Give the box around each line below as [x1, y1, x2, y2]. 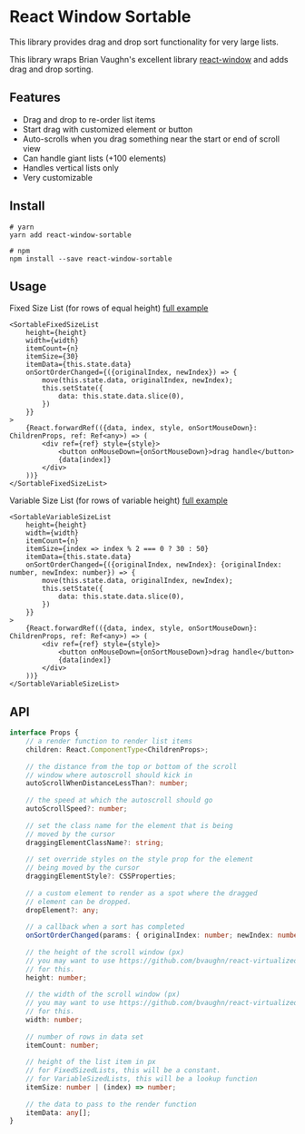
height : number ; [25, 973, 88, 982]
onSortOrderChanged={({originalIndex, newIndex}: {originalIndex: [25, 560, 282, 569]
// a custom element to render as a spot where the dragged [25, 888, 258, 898]
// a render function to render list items [25, 737, 193, 746]
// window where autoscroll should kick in [25, 770, 193, 780]
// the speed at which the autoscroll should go [25, 796, 213, 805]
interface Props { [9, 728, 79, 737]
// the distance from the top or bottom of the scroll [25, 762, 238, 771]
